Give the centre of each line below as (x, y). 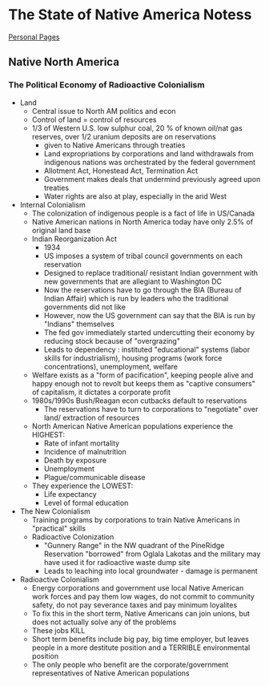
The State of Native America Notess (130, 15)
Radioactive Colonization (73, 537)
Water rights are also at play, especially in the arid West (135, 196)
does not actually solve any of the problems (104, 622)
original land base (61, 230)
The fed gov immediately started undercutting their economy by (149, 332)
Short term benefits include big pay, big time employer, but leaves (141, 639)
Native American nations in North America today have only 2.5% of (143, 221)
